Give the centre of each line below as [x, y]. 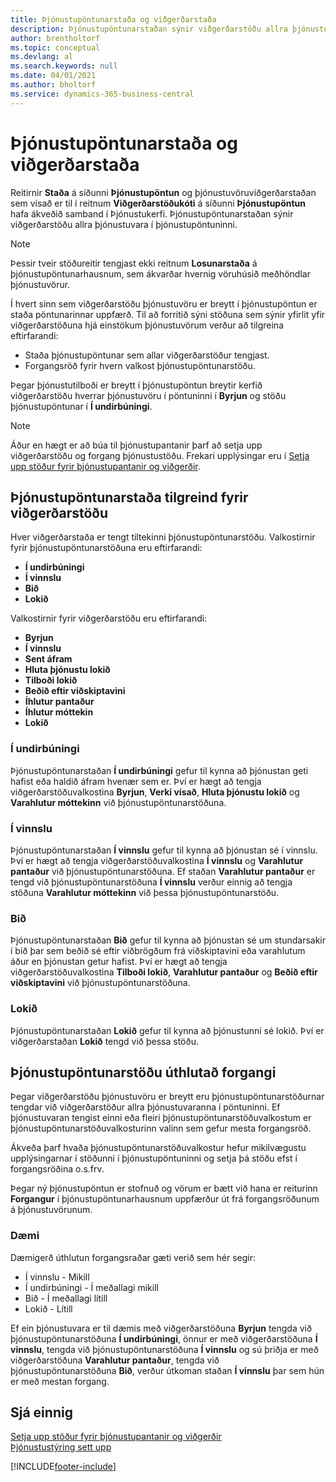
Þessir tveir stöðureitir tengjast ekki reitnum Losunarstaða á [134, 263]
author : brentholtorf [55, 38]
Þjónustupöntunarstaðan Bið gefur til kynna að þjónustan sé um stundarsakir [168, 940]
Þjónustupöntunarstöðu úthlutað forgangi [143, 1072]
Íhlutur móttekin [59, 712]
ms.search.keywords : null [64, 66]
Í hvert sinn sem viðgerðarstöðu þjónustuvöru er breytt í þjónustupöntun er [164, 303]
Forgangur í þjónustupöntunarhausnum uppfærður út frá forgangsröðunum [165, 1199]
